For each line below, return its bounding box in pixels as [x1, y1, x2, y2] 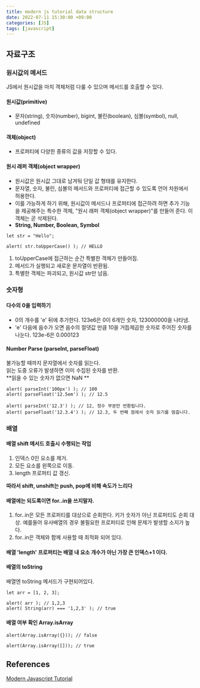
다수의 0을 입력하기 [6, 302, 51, 309]
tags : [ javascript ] [6, 25, 55, 32]
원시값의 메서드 [6, 68, 48, 77]
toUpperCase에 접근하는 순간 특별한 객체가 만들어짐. [14, 255, 139, 262]
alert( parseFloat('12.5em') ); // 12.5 [6, 391, 109, 397]
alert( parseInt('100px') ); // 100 [6, 386, 97, 392]
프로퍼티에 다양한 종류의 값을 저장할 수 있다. [14, 148, 118, 155]
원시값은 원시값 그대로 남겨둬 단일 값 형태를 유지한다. [14, 177, 138, 184]
